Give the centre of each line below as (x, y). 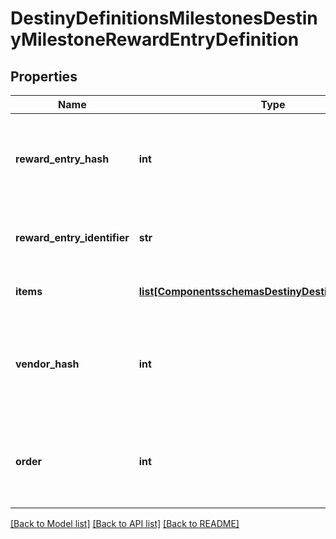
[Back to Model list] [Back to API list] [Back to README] (125, 523)
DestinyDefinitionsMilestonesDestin (164, 18)
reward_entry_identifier (72, 237)
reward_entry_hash (62, 159)
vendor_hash (47, 364)
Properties (44, 76)
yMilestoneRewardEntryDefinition (155, 39)
